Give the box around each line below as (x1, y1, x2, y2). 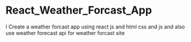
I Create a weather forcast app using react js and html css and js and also (5, 23, 185, 30)
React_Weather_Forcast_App (5, 4, 152, 17)
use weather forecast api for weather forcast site (5, 29, 125, 36)
